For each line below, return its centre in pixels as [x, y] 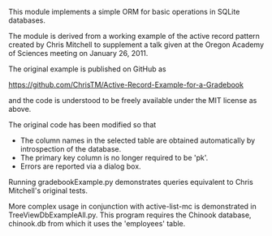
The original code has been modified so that [82, 124]
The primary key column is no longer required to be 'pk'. [114, 158]
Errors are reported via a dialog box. [80, 166]
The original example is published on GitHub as [87, 69]
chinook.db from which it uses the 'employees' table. [97, 223]
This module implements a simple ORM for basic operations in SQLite [124, 12]
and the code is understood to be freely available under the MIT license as [133, 100]
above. [20, 109]
